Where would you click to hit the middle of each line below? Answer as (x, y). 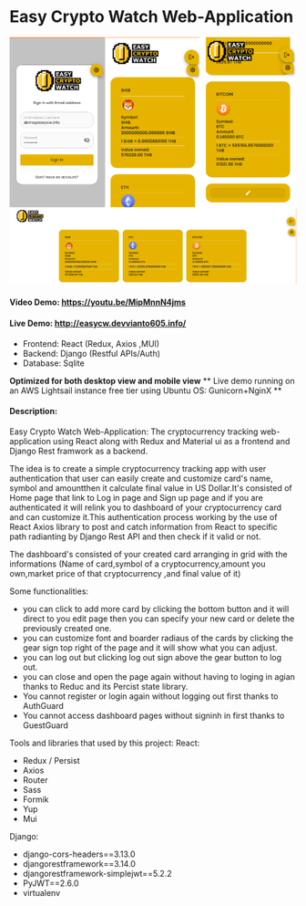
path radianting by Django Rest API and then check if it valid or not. (135, 536)
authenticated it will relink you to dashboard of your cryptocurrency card (146, 507)
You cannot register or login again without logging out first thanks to (150, 696)
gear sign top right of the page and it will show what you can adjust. (150, 647)
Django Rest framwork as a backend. (79, 451)
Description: (33, 411)
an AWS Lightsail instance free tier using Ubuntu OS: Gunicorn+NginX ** (146, 391)
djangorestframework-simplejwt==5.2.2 (97, 873)
